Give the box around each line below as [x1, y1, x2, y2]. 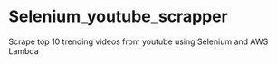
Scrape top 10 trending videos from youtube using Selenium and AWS [8, 36, 269, 47]
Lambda [8, 45, 40, 56]
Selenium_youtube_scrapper [8, 6, 228, 27]
